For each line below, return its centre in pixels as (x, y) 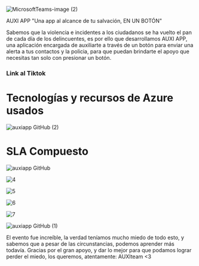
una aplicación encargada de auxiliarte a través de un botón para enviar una (100, 45)
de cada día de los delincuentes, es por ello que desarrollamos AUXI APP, (97, 39)
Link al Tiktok (26, 73)
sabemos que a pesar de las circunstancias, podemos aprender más (90, 244)
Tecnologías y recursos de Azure (90, 98)
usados (25, 111)
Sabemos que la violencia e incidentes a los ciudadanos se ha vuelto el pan (99, 32)
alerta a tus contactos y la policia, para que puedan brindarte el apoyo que (98, 51)
